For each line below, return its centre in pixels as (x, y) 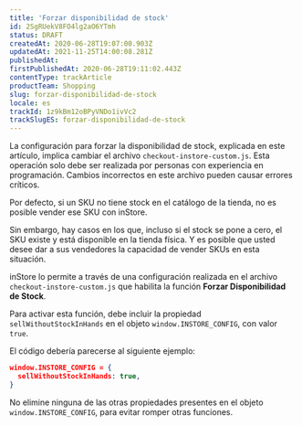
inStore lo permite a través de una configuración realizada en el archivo (144, 277)
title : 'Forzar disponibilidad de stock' (89, 18)
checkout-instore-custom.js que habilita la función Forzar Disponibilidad (148, 287)
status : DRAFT (36, 35)
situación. (28, 259)
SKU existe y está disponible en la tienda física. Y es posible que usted (142, 240)
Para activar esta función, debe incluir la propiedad (105, 314)
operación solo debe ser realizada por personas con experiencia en (136, 165)
